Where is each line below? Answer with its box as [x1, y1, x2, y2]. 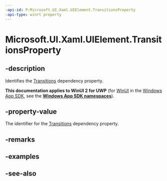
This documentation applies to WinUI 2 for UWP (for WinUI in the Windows [5, 87, 162, 94]
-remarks [5, 135, 35, 144]
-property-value [5, 107, 57, 116]
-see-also [5, 169, 37, 178]
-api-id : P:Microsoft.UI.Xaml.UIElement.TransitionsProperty [5, 7, 136, 13]
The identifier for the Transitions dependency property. [5, 121, 119, 127]
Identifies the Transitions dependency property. [5, 77, 104, 83]
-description [5, 64, 45, 73]
